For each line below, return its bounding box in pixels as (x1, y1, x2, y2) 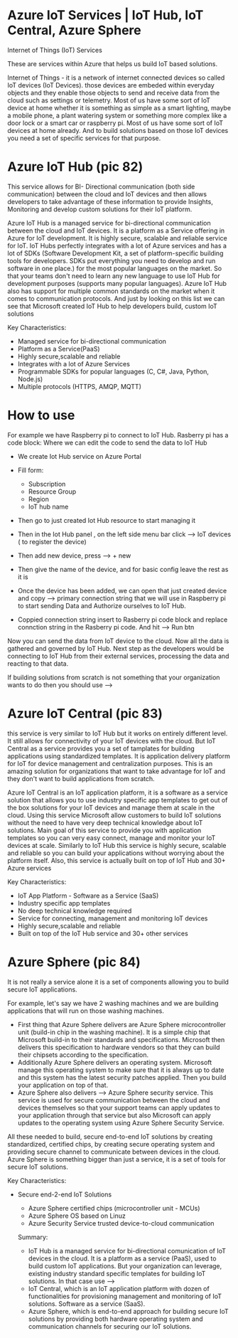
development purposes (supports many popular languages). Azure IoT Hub (7, 279, 227, 287)
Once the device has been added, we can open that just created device (17, 586, 227, 595)
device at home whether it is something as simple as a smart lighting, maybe (7, 103, 232, 112)
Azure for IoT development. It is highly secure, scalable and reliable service (7, 233, 227, 242)
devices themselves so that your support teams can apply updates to (17, 1103, 220, 1112)
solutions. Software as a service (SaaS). (28, 1299, 146, 1308)
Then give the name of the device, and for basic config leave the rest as (17, 565, 229, 573)
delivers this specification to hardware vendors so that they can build (17, 1043, 220, 1051)
